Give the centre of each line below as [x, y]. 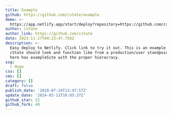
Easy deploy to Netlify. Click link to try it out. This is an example [88, 48]
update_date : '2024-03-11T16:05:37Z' [46, 95]
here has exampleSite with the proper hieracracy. [65, 57]
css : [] [14, 72]
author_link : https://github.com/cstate [49, 34]
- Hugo [17, 67]
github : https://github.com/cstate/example [52, 15]
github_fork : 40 [23, 105]
